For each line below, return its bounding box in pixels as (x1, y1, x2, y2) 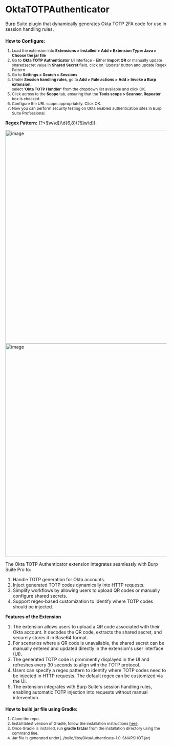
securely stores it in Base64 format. (12, 634, 88, 640)
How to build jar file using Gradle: (5, 706, 78, 712)
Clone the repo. (12, 716, 40, 722)
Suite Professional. (12, 110, 46, 116)
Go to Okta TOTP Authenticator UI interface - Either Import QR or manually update (12, 58, 162, 63)
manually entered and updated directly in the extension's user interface (12, 645, 164, 652)
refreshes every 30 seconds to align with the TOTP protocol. (12, 661, 141, 668)
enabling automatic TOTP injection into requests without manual (12, 689, 148, 695)
